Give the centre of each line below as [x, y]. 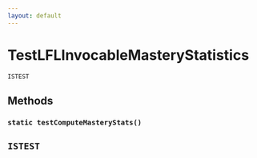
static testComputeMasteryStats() [74, 122]
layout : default [34, 16]
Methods [30, 101]
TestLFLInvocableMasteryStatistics [128, 55]
